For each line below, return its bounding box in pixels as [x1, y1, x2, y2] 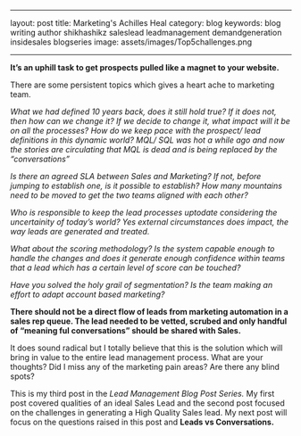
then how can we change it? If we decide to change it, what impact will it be [10, 116, 291, 126]
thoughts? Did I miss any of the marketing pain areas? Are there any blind [10, 362, 280, 372]
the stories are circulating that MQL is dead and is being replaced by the [10, 144, 278, 154]
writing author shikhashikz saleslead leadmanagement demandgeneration [10, 28, 282, 37]
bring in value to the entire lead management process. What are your [10, 352, 263, 362]
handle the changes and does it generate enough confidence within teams [10, 253, 286, 263]
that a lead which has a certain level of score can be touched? [10, 262, 241, 273]
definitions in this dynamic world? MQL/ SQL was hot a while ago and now [10, 135, 285, 145]
